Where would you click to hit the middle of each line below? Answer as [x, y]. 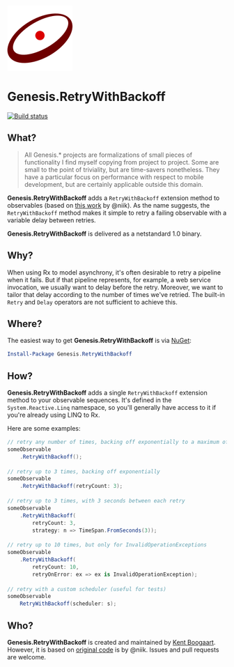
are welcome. [27, 657]
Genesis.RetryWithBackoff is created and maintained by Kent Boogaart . [111, 642]
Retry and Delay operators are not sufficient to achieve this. [92, 302]
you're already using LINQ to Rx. [54, 415]
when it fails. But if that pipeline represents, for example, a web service [109, 279]
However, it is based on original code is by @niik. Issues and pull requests [113, 650]
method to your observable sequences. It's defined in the [89, 400]
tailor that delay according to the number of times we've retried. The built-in [116, 294]
